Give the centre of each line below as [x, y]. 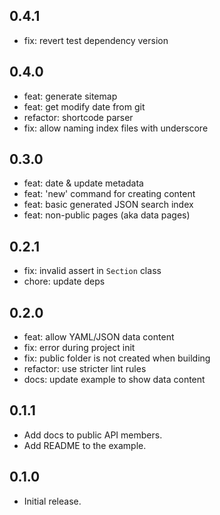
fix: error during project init [79, 348]
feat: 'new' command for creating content [109, 194]
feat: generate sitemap [70, 96]
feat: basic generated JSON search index [108, 205]
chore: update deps [64, 281]
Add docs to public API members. [93, 435]
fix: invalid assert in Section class [92, 271]
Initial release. [52, 501]
